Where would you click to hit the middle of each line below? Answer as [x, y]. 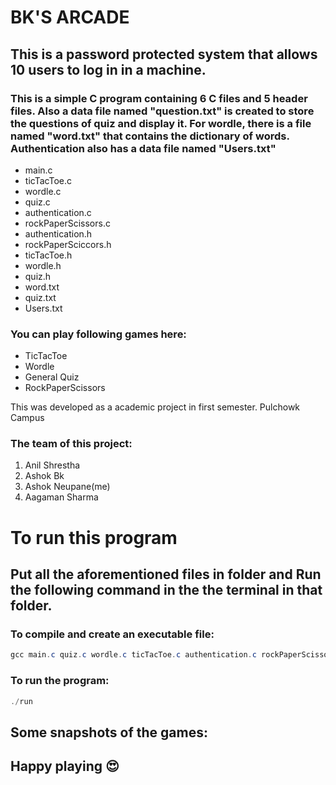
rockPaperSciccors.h [68, 244]
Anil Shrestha [52, 465]
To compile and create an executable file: [112, 634]
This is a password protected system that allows [164, 54]
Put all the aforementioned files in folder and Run [166, 574]
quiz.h [38, 276]
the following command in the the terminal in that [166, 590]
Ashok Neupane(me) [67, 487]
